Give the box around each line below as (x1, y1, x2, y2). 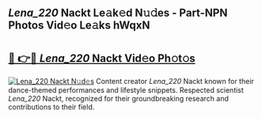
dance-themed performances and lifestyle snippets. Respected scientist (8, 86, 244, 94)
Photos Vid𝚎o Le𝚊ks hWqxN (8, 19, 150, 32)
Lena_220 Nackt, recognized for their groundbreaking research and (8, 94, 230, 103)
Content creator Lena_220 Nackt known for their (96, 77, 255, 86)
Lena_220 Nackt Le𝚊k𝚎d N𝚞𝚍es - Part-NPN (8, 6, 228, 20)
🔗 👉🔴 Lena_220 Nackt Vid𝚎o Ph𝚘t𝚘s (8, 51, 196, 65)
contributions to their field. (8, 102, 95, 112)
